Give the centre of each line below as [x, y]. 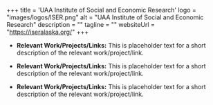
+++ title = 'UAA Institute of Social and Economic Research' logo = [101, 10]
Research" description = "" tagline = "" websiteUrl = [81, 25]
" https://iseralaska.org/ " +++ [48, 32]
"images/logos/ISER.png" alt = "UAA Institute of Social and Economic [105, 17]
